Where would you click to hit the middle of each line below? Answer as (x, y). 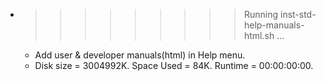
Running (261, 14)
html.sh (259, 35)
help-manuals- (274, 25)
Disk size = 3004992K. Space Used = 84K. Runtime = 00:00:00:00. (174, 65)
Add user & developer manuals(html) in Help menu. (140, 55)
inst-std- (298, 14)
